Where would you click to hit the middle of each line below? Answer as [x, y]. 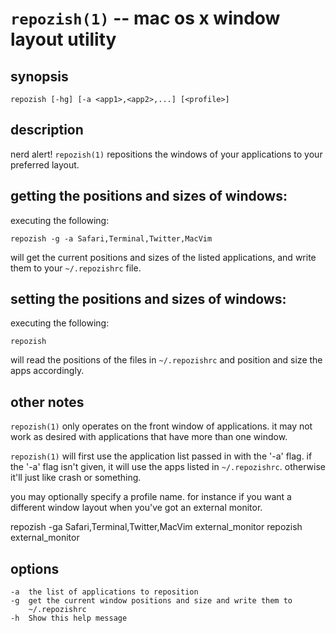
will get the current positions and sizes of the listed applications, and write [163, 257]
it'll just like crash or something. [76, 478]
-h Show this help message [69, 618]
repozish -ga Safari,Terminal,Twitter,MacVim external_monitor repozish [156, 527]
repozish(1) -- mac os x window [145, 18]
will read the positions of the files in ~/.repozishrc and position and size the [166, 360]
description [47, 130]
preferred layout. [45, 164]
